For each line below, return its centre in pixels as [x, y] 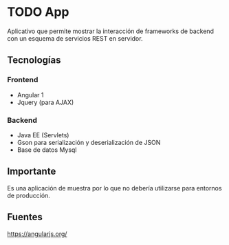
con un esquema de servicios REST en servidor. [75, 38]
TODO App [39, 12]
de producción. [29, 195]
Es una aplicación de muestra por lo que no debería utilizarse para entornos [115, 188]
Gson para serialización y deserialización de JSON [89, 142]
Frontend [23, 80]
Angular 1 [30, 95]
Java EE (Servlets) [43, 135]
